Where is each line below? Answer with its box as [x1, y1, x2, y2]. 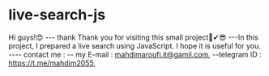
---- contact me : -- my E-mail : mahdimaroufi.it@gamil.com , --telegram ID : [8, 49, 262, 59]
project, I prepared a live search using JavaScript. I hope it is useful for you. [8, 40, 261, 50]
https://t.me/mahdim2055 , [8, 58, 96, 68]
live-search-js [8, 6, 106, 24]
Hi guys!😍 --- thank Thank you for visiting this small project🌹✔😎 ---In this [8, 32, 259, 42]
